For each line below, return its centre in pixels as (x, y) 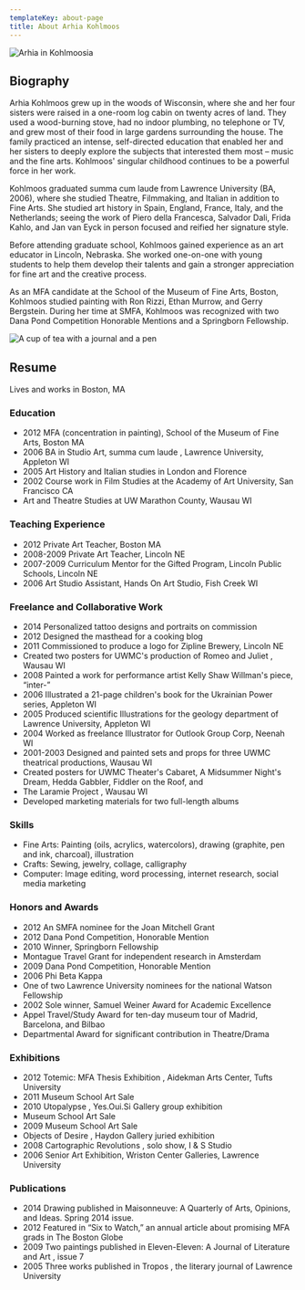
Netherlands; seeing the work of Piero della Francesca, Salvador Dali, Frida (150, 218)
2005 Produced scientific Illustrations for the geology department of (151, 714)
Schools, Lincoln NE (60, 573)
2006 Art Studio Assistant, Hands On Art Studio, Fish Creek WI (140, 583)
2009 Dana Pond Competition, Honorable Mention (117, 966)
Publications (38, 1188)
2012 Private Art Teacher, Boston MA (92, 544)
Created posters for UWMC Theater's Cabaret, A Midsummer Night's (152, 772)
